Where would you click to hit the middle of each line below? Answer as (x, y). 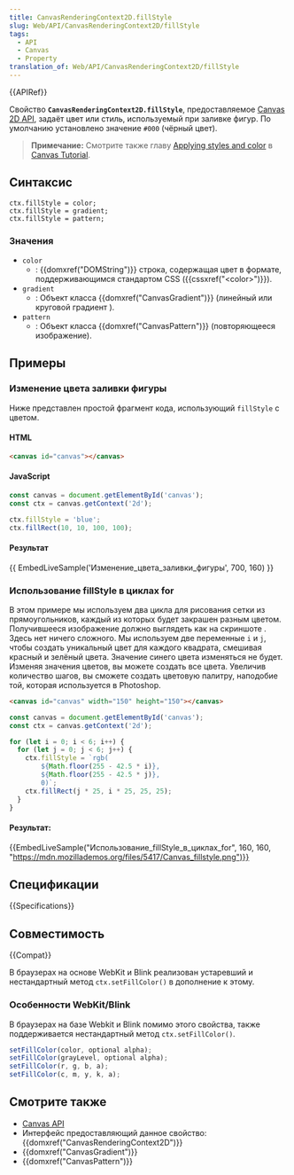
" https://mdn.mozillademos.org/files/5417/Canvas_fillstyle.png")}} (129, 857)
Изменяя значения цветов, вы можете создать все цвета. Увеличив (138, 666)
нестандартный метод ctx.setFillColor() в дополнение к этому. (132, 982)
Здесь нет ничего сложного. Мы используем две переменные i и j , (138, 638)
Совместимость (57, 933)
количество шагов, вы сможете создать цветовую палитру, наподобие (144, 676)
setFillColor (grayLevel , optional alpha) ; (89, 1058)
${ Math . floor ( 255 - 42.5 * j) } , (101, 775)
